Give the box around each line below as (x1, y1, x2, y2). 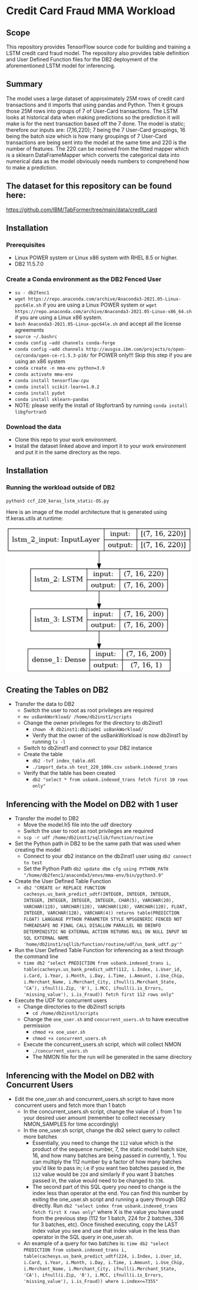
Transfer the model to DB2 (14, 815, 80, 822)
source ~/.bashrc (14, 334, 58, 340)
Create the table (23, 751, 63, 758)
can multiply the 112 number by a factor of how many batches (32, 1158, 182, 1165)
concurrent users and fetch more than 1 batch (14, 1102, 126, 1109)
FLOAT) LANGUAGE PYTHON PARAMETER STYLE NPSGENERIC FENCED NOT (23, 917, 183, 923)
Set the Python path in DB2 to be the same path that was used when (14, 840, 181, 847)
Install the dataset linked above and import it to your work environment (14, 442, 187, 449)
